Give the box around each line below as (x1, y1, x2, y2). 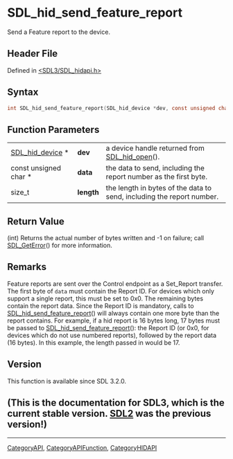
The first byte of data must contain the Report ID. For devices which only (7, 287, 215, 295)
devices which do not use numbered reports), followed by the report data (7, 331, 217, 339)
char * (10, 172, 33, 181)
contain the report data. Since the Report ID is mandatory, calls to (7, 301, 194, 309)
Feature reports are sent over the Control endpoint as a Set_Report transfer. (7, 279, 223, 288)
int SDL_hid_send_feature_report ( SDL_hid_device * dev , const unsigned (7, 105, 216, 111)
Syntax (7, 87, 39, 98)
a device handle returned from (105, 143, 205, 153)
